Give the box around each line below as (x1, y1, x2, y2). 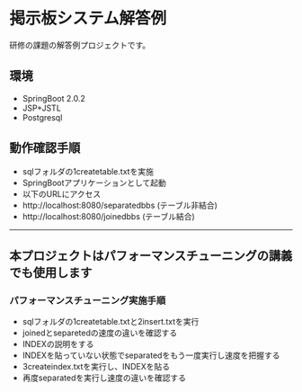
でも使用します (9, 264, 93, 280)
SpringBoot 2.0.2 (22, 93, 85, 103)
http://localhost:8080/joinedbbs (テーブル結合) (22, 210, 195, 221)
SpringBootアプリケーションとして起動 (22, 177, 166, 188)
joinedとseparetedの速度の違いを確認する (22, 327, 178, 338)
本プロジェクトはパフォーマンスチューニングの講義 (9, 248, 293, 263)
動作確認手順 (9, 140, 81, 156)
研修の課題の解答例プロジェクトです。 (9, 40, 151, 50)
